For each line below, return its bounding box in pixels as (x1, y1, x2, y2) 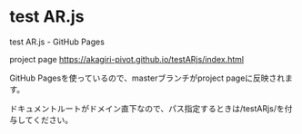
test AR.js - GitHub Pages (9, 36, 105, 47)
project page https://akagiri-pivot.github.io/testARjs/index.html (9, 53, 244, 64)
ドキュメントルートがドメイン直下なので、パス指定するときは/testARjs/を (9, 102, 285, 114)
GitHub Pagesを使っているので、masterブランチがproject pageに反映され (9, 72, 286, 83)
